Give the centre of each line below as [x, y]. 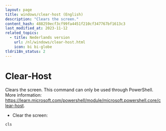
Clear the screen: [30, 116]
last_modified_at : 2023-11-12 [37, 28]
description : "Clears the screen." [42, 19]
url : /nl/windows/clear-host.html [50, 42]
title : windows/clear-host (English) [44, 14]
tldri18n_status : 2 [25, 51]
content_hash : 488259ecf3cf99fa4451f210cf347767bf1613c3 [65, 24]
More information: [24, 95]
